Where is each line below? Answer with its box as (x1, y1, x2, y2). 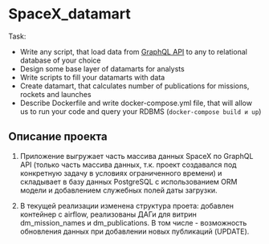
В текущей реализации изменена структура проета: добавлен (19, 201, 234, 210)
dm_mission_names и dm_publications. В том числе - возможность (19, 218, 247, 227)
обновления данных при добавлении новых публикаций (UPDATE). (19, 226, 250, 236)
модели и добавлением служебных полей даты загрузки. (19, 185, 218, 195)
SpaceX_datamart (8, 5, 131, 23)
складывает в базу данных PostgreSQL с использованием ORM (19, 177, 238, 186)
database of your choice (19, 55, 102, 65)
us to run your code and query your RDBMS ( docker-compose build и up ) (19, 106, 262, 116)
